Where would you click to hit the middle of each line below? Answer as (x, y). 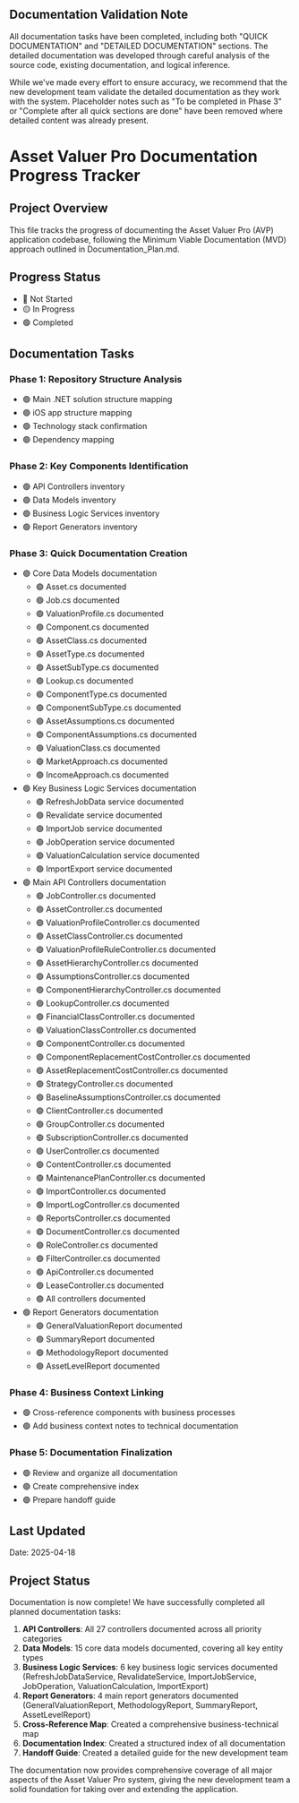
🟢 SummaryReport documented (95, 1339)
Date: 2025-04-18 (43, 1552)
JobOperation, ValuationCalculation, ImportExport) (115, 1687)
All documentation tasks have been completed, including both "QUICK (139, 36)
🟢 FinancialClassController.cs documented (115, 1017)
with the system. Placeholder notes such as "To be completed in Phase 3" (145, 101)
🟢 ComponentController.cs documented (110, 1043)
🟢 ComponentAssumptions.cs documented (116, 734)
